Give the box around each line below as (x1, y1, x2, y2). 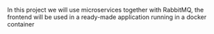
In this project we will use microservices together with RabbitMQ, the (7, 6, 204, 14)
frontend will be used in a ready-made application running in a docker (7, 13, 207, 21)
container (7, 20, 35, 28)
